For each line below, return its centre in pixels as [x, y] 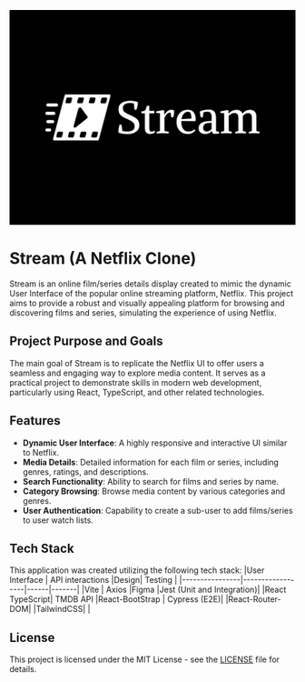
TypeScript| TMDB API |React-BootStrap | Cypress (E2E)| [117, 599]
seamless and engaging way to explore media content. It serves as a [138, 373]
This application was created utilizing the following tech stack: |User [137, 570]
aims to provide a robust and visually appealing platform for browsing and [147, 303]
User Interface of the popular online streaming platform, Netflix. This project [152, 293]
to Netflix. [41, 452]
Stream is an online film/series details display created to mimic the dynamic [151, 284]
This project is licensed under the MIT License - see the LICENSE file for [144, 659]
